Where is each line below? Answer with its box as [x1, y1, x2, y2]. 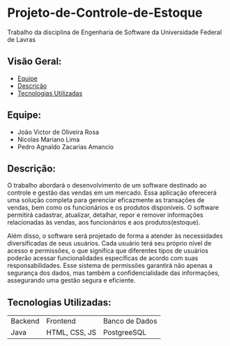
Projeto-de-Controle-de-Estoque [7, 5, 203, 21]
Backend [10, 316, 40, 326]
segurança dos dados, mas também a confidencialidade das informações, [7, 269, 220, 277]
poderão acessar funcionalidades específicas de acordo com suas [7, 254, 199, 262]
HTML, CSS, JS [46, 328, 97, 338]
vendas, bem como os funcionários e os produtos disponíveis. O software [7, 204, 220, 212]
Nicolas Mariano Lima [17, 135, 80, 144]
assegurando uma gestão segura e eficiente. [7, 276, 136, 285]
